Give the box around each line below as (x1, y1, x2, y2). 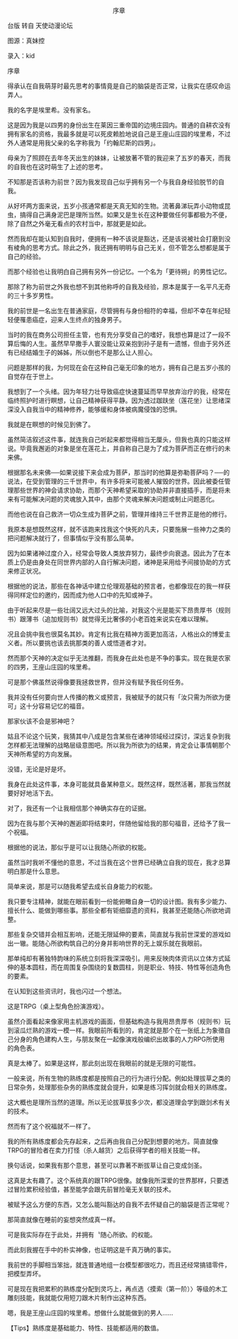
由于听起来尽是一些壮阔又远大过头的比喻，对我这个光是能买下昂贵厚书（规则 (7, 606, 231, 614)
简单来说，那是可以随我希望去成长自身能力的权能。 (7, 882, 157, 891)
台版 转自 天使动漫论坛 (7, 21, 73, 30)
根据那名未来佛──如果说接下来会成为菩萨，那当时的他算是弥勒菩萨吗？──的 (7, 468, 230, 476)
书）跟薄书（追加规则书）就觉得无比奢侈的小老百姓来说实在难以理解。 (7, 615, 212, 623)
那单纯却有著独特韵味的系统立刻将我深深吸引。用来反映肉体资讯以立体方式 (7, 954, 225, 962)
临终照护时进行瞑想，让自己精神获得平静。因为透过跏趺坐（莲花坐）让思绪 (7, 397, 225, 404)
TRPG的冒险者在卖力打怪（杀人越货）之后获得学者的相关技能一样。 (7, 1146, 204, 1154)
